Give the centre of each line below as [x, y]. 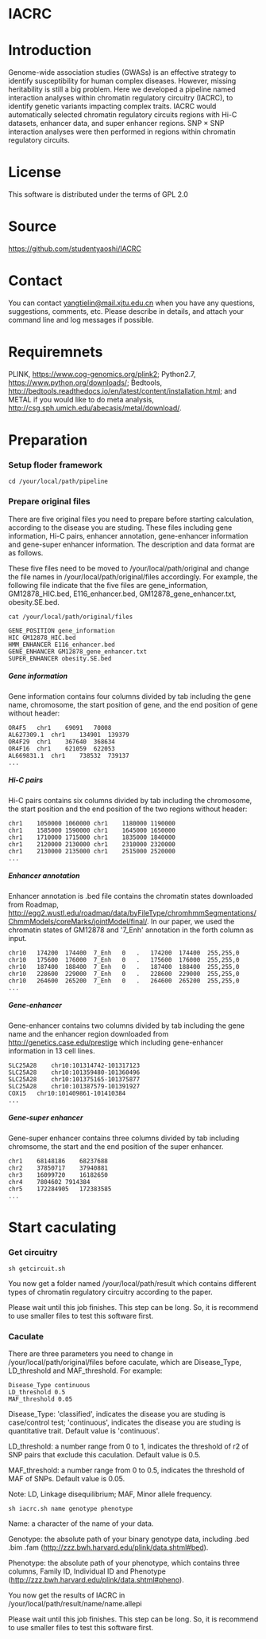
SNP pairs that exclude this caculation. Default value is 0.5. [104, 1455]
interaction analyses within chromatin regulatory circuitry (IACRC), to [121, 98]
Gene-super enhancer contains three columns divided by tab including [124, 1138]
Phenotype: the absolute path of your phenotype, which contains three [124, 1563]
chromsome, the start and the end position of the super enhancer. [116, 1146]
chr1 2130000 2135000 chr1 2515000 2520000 [92, 851]
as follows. [26, 553]
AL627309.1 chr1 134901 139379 [69, 735]
